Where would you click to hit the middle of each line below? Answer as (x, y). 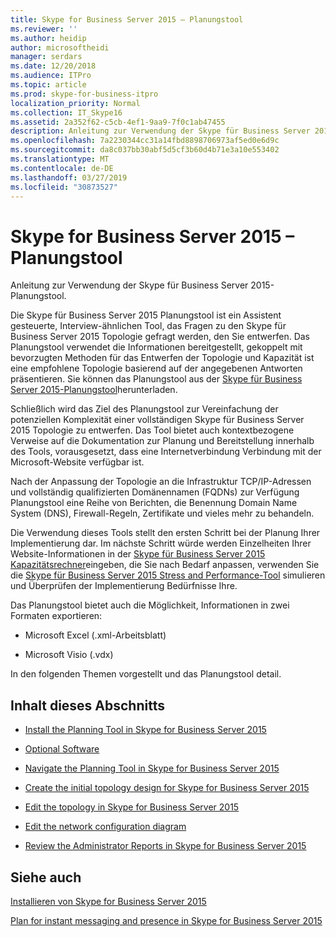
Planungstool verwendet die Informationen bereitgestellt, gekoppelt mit (156, 347)
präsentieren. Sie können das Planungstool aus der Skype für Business (156, 379)
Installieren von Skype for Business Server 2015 (108, 901)
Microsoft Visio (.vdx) (69, 655)
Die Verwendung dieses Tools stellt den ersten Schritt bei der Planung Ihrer (165, 533)
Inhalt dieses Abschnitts (87, 705)
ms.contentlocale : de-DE (62, 168)
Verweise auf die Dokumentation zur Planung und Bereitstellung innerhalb (162, 441)
